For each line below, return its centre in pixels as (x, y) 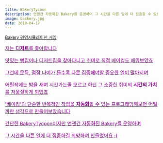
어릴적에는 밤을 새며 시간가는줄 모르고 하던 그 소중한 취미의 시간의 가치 (81, 85)
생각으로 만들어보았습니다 (43, 111)
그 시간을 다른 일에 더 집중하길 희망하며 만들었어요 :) (61, 136)
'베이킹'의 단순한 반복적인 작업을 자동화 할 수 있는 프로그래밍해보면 (76, 104)
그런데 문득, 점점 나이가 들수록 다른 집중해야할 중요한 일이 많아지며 (77, 73)
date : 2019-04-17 (23, 23)
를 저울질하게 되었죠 (27, 92)
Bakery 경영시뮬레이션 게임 (31, 37)
